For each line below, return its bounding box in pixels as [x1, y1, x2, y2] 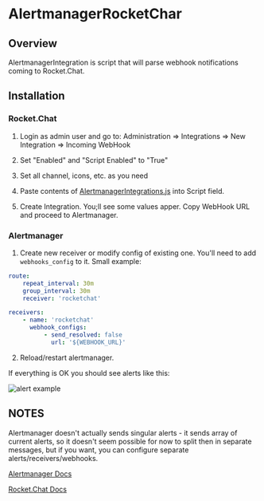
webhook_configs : [29, 324, 87, 332]
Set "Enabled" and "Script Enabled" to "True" [19, 155, 169, 164]
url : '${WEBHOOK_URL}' [50, 338, 126, 346]
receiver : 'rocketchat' [22, 294, 102, 302]
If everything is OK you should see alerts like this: [8, 368, 170, 377]
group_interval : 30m [22, 286, 91, 295]
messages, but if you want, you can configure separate [8, 444, 189, 455]
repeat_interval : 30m [22, 279, 94, 287]
